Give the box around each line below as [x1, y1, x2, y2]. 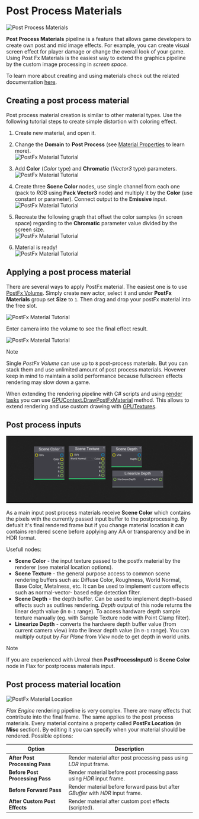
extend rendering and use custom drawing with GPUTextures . [6, 402, 157, 409]
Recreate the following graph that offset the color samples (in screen [14, 213, 182, 220]
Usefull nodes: [6, 546, 41, 553]
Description [114, 745, 145, 752]
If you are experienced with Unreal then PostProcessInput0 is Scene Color [6, 656, 191, 663]
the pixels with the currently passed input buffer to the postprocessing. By [6, 515, 188, 522]
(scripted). [68, 804, 94, 811]
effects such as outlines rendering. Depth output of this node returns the [14, 601, 192, 609]
